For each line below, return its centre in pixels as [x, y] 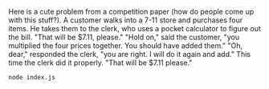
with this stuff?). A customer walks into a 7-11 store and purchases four [126, 20]
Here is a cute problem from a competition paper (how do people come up [131, 12]
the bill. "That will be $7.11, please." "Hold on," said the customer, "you [124, 37]
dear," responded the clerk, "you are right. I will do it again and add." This [130, 54]
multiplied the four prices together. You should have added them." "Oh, [126, 46]
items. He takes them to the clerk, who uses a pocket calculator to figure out [134, 28]
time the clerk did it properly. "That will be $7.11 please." [100, 63]
